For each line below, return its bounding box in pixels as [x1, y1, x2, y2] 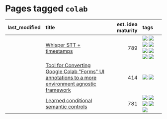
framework [45, 86, 71, 93]
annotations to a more [45, 74, 97, 81]
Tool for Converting [45, 62, 91, 69]
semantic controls [45, 103, 87, 110]
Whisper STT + [45, 41, 81, 48]
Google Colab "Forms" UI [45, 68, 105, 75]
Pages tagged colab [5, 3, 88, 14]
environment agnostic [45, 80, 96, 87]
